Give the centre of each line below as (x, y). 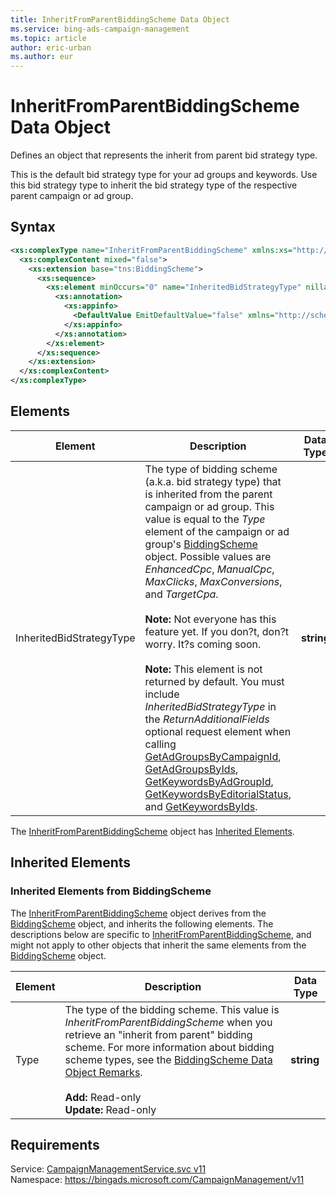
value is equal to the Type (205, 519)
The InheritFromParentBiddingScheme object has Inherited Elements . (152, 831)
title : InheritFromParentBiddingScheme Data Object (120, 19)
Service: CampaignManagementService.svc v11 (108, 1169)
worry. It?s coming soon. (203, 644)
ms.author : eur (42, 57)
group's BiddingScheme (201, 544)
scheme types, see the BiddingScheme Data (168, 1059)
